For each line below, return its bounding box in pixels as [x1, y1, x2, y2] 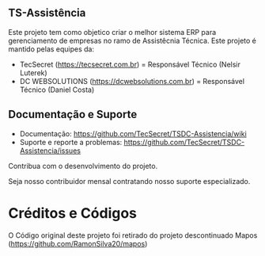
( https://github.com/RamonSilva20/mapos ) [8, 239, 148, 248]
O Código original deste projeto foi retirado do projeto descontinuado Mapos [8, 230, 258, 240]
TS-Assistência [8, 6, 86, 20]
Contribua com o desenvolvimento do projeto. [8, 161, 158, 170]
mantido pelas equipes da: [8, 44, 95, 54]
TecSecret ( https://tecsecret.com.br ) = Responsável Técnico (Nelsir [19, 59, 241, 69]
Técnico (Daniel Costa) [19, 85, 95, 94]
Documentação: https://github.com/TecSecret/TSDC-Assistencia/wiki [19, 128, 247, 138]
